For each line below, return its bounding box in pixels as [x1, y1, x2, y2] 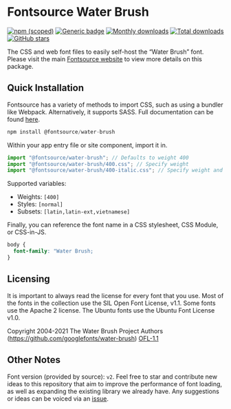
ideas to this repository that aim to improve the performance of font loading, [7, 379, 222, 388]
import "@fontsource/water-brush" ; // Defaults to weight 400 [7, 154, 189, 161]
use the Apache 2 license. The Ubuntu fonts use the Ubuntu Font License [7, 306, 215, 314]
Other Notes [7, 354, 60, 366]
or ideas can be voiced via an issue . [7, 394, 109, 403]
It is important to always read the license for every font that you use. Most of [7, 291, 224, 300]
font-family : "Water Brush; [13, 248, 94, 255]
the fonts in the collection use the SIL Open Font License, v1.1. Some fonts [7, 299, 216, 307]
